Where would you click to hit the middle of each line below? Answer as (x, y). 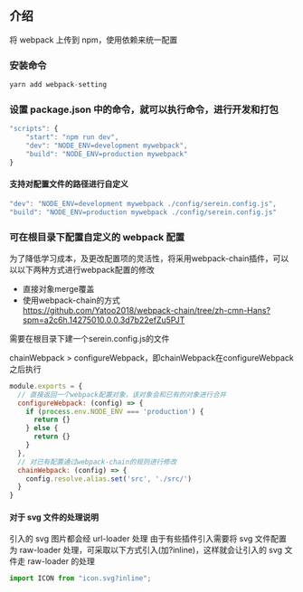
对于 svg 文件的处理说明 (54, 517)
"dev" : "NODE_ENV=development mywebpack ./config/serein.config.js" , (143, 203)
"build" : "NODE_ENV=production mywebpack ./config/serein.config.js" (143, 212)
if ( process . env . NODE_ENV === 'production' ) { (115, 411)
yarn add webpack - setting (58, 85)
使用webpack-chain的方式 (71, 300)
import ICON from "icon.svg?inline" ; (80, 578)
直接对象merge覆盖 (58, 288)
